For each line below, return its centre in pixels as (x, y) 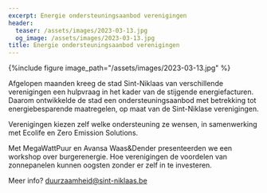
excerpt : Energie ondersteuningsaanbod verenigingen (98, 16)
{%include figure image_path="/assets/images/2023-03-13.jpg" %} (120, 68)
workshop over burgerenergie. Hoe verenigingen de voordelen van (118, 157)
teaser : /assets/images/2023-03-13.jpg (82, 30)
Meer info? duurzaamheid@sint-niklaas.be (78, 181)
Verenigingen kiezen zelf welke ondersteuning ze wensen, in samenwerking (133, 124)
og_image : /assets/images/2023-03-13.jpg (85, 38)
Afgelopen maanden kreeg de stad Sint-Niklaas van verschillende (116, 84)
